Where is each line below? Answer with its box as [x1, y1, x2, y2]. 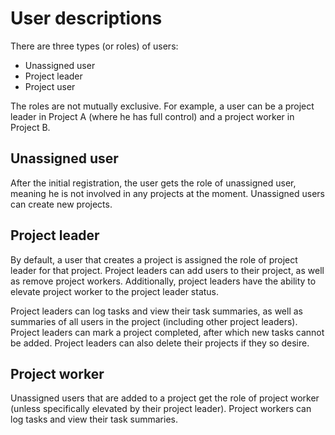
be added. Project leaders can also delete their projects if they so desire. [10, 337, 310, 349]
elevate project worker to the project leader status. [10, 285, 220, 297]
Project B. [10, 121, 51, 133]
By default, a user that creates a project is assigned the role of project [10, 253, 298, 266]
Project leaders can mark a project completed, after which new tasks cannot [10, 326, 325, 338]
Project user [24, 80, 76, 92]
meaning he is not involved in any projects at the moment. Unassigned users [10, 187, 325, 199]
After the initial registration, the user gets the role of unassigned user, [10, 177, 297, 189]
